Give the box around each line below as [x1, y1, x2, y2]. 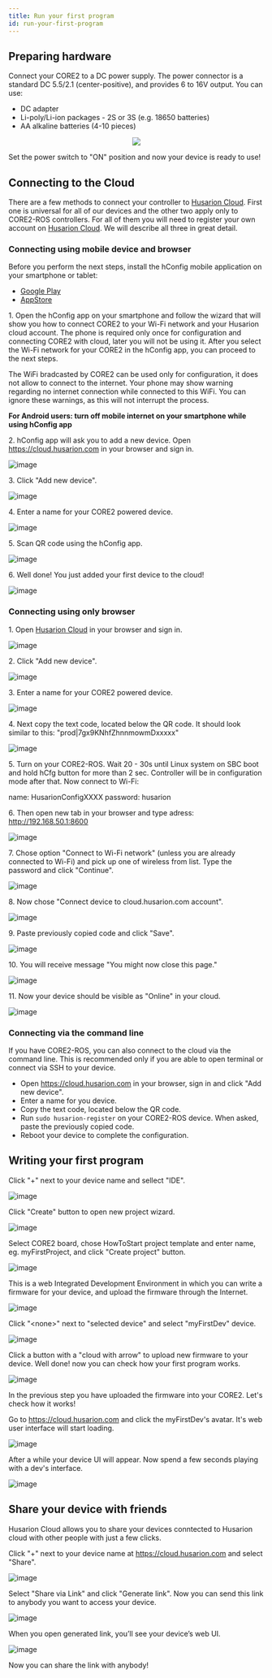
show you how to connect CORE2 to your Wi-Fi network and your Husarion [8, 319, 260, 329]
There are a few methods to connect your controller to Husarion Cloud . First [8, 197, 262, 207]
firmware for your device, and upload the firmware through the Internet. [8, 1287, 248, 1296]
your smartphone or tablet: [8, 270, 98, 280]
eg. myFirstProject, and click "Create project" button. [8, 1247, 186, 1256]
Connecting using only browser [8, 606, 136, 617]
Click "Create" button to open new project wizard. [8, 1207, 175, 1217]
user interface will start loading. [8, 1423, 114, 1433]
